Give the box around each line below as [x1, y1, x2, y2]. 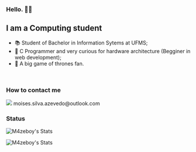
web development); [14, 54, 61, 61]
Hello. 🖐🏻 [6, 5, 33, 13]
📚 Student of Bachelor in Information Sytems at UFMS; [14, 39, 148, 46]
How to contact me [6, 86, 61, 94]
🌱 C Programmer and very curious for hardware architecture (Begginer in [14, 47, 191, 54]
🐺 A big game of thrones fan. [14, 60, 84, 67]
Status [6, 114, 25, 122]
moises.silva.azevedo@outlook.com [13, 100, 101, 107]
